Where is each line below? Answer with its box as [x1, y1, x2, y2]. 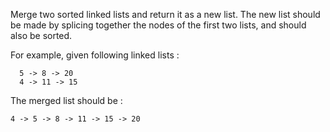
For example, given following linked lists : [10, 49, 180, 61]
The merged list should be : [10, 95, 123, 106]
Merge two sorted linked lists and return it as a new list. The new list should [10, 9, 321, 20]
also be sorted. [10, 30, 73, 41]
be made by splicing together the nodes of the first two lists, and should [10, 19, 307, 31]
